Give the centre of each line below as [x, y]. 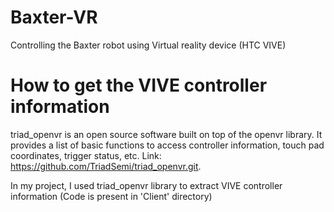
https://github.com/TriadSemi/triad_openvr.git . [106, 166]
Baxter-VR [54, 17]
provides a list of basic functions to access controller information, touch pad [167, 145]
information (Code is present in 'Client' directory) [111, 196]
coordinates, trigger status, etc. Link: [86, 155]
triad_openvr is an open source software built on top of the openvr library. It [166, 134]
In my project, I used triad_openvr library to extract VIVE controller [146, 185]
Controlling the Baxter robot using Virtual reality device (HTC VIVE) [148, 45]
